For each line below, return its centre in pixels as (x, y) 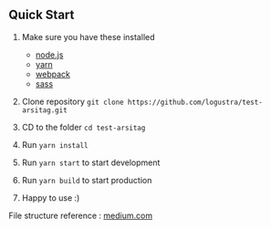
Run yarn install (55, 144)
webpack (52, 74)
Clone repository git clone (73, 101)
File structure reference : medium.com (80, 215)
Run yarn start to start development (91, 162)
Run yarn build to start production (87, 180)
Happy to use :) (51, 198)
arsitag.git (44, 110)
